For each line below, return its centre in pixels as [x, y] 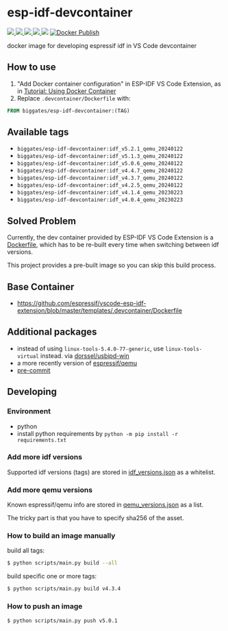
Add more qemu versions [50, 489]
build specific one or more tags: [52, 576]
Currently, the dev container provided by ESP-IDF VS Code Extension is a [110, 237]
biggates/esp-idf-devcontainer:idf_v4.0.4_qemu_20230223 [100, 200]
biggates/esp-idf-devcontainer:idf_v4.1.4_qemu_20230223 [100, 193]
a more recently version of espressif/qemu [77, 363]
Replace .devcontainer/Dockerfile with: [74, 98]
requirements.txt [42, 440]
